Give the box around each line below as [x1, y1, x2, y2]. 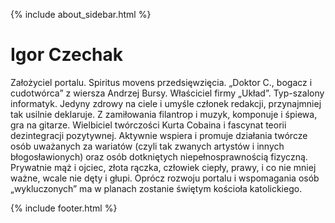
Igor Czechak [10, 44, 124, 66]
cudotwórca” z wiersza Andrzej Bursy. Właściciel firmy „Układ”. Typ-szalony [10, 87, 325, 99]
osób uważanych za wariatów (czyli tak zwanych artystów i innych [10, 140, 285, 152]
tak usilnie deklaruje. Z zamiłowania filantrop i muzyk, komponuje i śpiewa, [10, 108, 318, 120]
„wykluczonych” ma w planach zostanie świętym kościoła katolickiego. [10, 182, 303, 194]
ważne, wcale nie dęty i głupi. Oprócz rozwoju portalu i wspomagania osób [10, 172, 320, 184]
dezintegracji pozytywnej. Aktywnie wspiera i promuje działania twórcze [10, 129, 308, 141]
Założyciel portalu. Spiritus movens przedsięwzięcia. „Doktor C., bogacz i [10, 76, 313, 88]
